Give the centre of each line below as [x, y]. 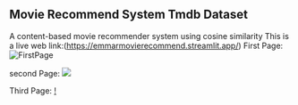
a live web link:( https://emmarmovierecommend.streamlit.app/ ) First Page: [146, 45]
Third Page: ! [33, 90]
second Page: [35, 73]
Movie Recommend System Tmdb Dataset [129, 15]
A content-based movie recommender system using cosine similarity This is [149, 36]
